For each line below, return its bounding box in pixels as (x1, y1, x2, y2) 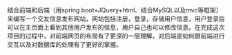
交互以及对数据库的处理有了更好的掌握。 (7, 41, 122, 48)
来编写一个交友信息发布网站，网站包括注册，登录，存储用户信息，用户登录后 (7, 14, 225, 23)
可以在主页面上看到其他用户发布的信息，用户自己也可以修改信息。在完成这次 (7, 23, 225, 31)
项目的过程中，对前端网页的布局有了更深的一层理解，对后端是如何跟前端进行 (7, 32, 225, 40)
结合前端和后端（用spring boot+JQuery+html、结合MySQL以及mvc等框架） (7, 6, 222, 14)
